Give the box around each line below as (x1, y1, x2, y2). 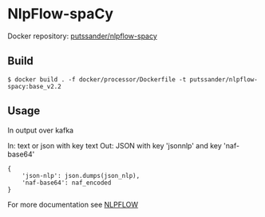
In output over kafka (7, 125, 73, 135)
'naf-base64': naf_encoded (22, 179, 112, 187)
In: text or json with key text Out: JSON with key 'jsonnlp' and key (7, 140, 223, 150)
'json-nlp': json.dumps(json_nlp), (22, 172, 140, 180)
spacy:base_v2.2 (7, 82, 61, 90)
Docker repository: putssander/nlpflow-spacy (7, 31, 157, 41)
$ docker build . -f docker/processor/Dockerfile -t (7, 75, 187, 84)
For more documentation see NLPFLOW (7, 199, 139, 209)
